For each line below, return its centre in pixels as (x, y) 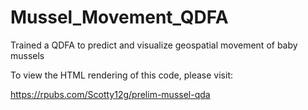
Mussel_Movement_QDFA (119, 17)
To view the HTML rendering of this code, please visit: (121, 75)
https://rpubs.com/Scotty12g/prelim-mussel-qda (110, 94)
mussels (27, 55)
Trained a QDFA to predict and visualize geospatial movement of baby (154, 45)
